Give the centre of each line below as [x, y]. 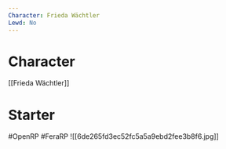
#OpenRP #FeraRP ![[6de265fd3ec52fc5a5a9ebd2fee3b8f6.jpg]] [114, 136]
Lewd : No [22, 23]
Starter [31, 115]
